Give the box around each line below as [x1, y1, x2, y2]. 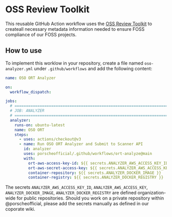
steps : [14, 132, 29, 137]
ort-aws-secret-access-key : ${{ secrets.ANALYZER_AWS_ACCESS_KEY [28, 165, 170, 170]
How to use [5, 46, 42, 55]
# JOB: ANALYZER [10, 108, 45, 113]
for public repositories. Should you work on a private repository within [16, 195, 164, 201]
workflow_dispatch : [10, 89, 52, 94]
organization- [137, 190, 166, 196]
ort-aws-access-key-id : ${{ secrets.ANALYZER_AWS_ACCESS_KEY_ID [28, 161, 168, 166]
